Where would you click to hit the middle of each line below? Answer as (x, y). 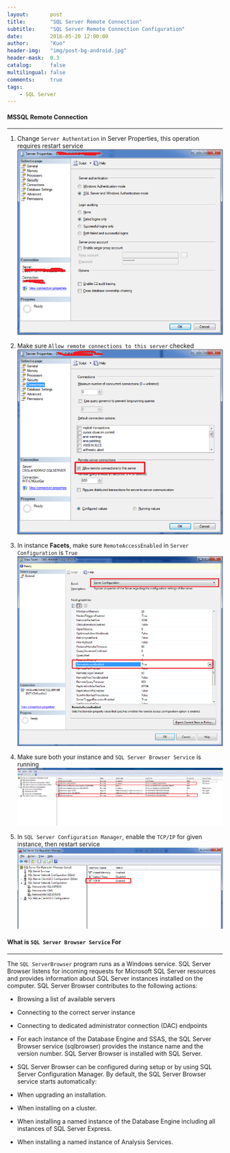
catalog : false (37, 65)
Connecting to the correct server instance (76, 1012)
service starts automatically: (57, 1081)
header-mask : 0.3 (33, 58)
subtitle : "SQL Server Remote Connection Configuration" (96, 29)
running (28, 764)
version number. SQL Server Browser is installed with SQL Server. (110, 1053)
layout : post (35, 14)
